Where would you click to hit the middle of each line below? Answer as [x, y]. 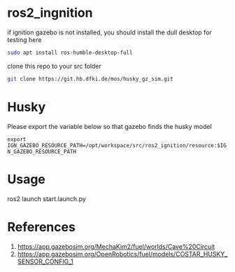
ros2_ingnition [50, 13]
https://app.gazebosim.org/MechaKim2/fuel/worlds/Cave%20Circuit [116, 246]
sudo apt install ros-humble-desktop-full [70, 53]
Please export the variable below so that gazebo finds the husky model [109, 126]
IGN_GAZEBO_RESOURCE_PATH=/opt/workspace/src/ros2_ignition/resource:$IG [117, 145]
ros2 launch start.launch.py [47, 198]
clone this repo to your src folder [55, 66]
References [41, 227]
